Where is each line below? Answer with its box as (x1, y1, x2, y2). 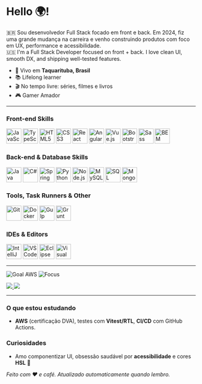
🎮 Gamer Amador (14, 91, 60, 99)
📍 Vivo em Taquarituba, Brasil (14, 67, 90, 74)
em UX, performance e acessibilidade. (6, 42, 101, 49)
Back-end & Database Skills (6, 153, 88, 161)
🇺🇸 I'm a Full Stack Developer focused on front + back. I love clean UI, (6, 48, 182, 55)
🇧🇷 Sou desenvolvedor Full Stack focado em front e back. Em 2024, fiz (6, 28, 185, 36)
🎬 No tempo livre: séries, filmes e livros (14, 82, 113, 90)
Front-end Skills (6, 114, 54, 123)
